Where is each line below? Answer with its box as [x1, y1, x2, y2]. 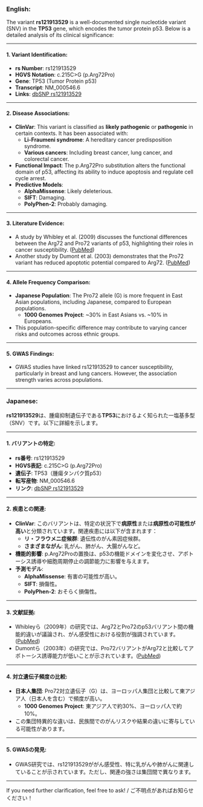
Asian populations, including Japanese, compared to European [14, 298, 172, 305]
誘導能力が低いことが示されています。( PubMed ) [41, 652, 161, 659]
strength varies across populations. [14, 376, 103, 384]
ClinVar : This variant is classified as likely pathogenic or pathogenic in [14, 123, 193, 130]
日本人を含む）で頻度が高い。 [31, 695, 106, 702]
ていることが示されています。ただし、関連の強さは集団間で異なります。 [14, 768, 195, 776]
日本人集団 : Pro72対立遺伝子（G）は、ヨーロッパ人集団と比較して [14, 687, 180, 694]
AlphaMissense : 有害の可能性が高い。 [24, 573, 121, 580]
